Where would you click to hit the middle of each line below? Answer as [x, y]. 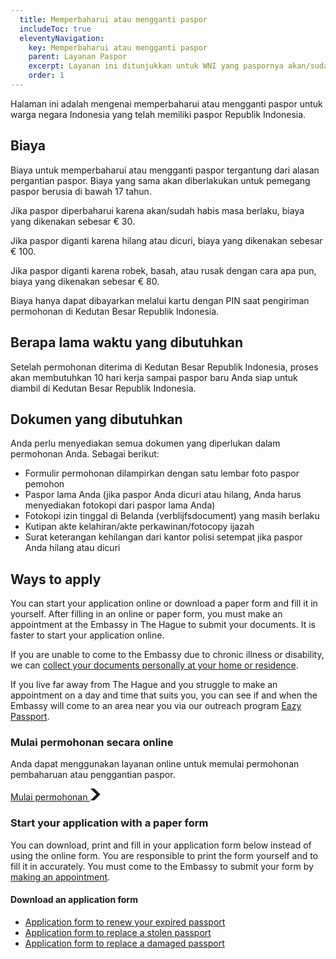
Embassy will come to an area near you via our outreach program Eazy [156, 706]
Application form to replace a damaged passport [124, 943]
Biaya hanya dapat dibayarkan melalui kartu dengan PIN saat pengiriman [160, 300]
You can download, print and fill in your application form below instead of [161, 845]
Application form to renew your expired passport [125, 922]
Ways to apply [56, 579]
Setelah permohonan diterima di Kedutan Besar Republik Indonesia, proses [164, 367]
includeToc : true [55, 29]
